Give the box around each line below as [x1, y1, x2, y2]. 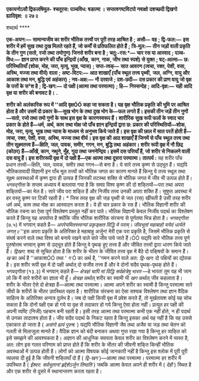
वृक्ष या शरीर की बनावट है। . [6, 89, 58, 96]
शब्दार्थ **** [6, 24, 30, 31]
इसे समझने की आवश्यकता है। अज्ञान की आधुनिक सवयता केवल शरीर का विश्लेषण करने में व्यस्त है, [6, 335, 190, 341]
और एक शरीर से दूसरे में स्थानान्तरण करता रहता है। [6, 368, 102, 374]
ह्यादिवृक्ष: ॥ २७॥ [6, 12, 38, 19]
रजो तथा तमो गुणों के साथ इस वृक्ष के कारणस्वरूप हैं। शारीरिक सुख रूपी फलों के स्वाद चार [21, 114, 184, 121]
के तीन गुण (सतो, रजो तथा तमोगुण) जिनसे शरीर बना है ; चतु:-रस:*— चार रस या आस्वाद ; [6, 49, 174, 56]
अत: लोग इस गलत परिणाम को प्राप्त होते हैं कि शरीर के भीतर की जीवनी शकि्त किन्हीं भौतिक [6, 341, 174, 348]
